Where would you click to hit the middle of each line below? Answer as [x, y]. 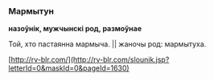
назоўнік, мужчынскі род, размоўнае [75, 29]
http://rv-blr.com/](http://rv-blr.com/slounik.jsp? [90, 60]
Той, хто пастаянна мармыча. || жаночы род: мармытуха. [107, 44]
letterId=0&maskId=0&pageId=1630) [69, 68]
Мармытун [31, 11]
